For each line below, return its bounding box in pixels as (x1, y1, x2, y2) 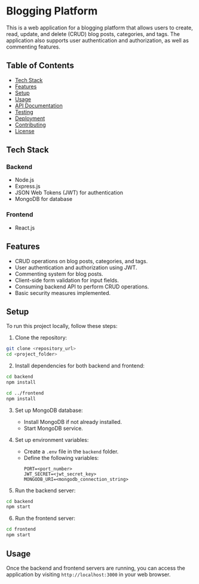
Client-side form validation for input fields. (14, 276, 120, 284)
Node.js (14, 176, 35, 183)
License (14, 127, 35, 134)
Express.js (14, 183, 41, 190)
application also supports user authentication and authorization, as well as (6, 37, 189, 44)
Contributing (14, 121, 46, 128)
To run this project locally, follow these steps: (6, 323, 118, 330)
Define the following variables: (23, 454, 99, 461)
